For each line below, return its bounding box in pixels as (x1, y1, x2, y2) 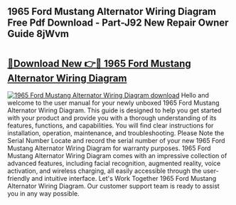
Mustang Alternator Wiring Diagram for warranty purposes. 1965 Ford (7, 144, 211, 152)
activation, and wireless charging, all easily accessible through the (7, 167, 202, 175)
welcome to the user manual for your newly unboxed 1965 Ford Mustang (7, 99, 220, 107)
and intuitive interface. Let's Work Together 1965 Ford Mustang (31, 174, 217, 182)
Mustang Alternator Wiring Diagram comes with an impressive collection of (7, 152, 227, 159)
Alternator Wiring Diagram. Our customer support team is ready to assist (7, 182, 220, 190)
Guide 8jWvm (7, 28, 70, 40)
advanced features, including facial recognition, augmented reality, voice (7, 159, 221, 167)
